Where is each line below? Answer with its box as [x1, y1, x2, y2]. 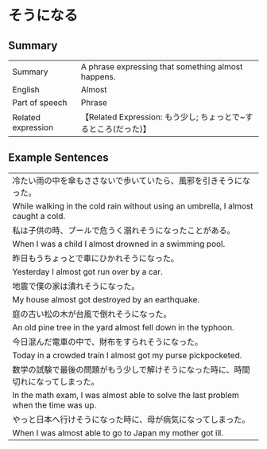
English [12, 84, 40, 95]
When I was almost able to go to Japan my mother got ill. [12, 427, 224, 438]
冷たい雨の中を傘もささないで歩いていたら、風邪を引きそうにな [12, 175, 251, 186]
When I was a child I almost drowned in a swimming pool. [12, 238, 226, 249]
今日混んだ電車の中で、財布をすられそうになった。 [12, 336, 203, 347]
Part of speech [12, 97, 68, 107]
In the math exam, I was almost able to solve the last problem [12, 389, 240, 400]
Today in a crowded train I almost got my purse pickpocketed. [12, 349, 242, 361]
